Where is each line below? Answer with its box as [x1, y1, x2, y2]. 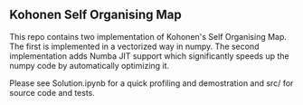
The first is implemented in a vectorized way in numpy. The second [9, 41, 260, 52]
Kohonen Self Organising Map [9, 7, 183, 23]
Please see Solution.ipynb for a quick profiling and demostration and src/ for [9, 77, 294, 89]
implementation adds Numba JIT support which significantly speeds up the [9, 50, 289, 62]
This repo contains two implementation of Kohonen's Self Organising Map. [9, 31, 288, 42]
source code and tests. [9, 87, 95, 98]
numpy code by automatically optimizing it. [9, 60, 170, 71]
